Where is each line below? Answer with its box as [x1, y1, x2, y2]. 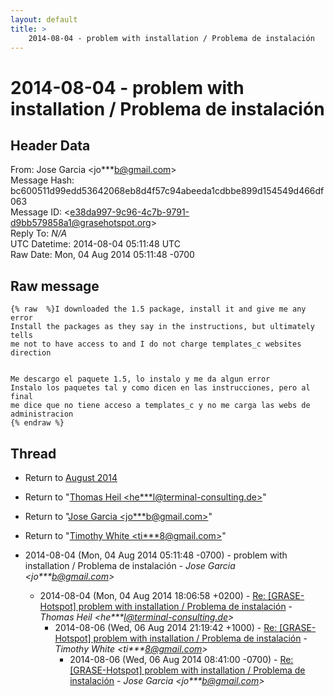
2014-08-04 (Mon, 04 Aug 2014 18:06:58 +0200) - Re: [39, 590, 267, 601]
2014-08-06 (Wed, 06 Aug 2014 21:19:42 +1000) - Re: [54, 622, 278, 633]
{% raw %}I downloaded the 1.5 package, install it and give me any [10, 304, 307, 315]
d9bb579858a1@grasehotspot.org [10, 217, 152, 229]
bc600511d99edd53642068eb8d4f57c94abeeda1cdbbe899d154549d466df [10, 185, 325, 197]
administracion [10, 409, 74, 420]
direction [10, 348, 52, 358]
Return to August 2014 [24, 472, 118, 483]
